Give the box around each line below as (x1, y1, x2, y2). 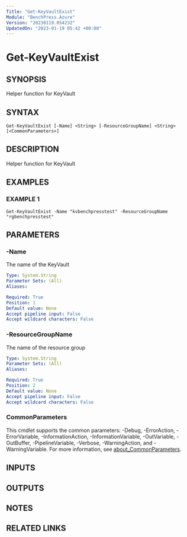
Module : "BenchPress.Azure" (6, 14, 76, 20)
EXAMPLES (6, 177, 49, 188)
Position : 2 (6, 383, 36, 389)
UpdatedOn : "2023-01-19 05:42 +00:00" (6, 25, 102, 31)
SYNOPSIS (6, 74, 47, 84)
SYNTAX (6, 107, 40, 117)
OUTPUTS (6, 483, 44, 493)
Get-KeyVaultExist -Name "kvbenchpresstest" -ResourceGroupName (6, 208, 168, 214)
